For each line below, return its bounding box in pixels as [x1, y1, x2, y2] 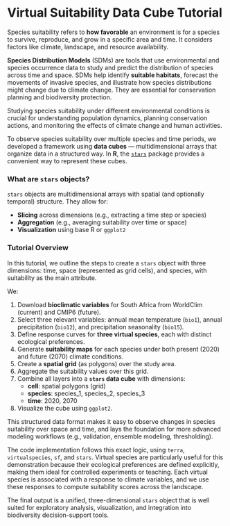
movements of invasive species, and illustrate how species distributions [7, 78, 212, 86]
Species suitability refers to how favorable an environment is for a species [7, 28, 220, 36]
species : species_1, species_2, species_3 [27, 389, 145, 397]
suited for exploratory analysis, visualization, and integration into [7, 503, 192, 511]
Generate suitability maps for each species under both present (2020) [17, 345, 220, 353]
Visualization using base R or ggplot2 [17, 226, 126, 234]
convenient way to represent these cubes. [7, 156, 127, 165]
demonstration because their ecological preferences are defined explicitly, [7, 460, 220, 468]
